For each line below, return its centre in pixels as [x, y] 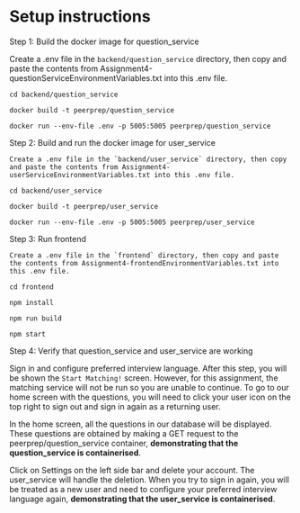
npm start [28, 334]
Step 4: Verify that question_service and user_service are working [131, 351]
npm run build [36, 318]
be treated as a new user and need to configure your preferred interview [143, 489]
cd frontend [31, 287]
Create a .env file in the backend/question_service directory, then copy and [148, 58]
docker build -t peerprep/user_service [84, 206]
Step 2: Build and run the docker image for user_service [112, 142]
